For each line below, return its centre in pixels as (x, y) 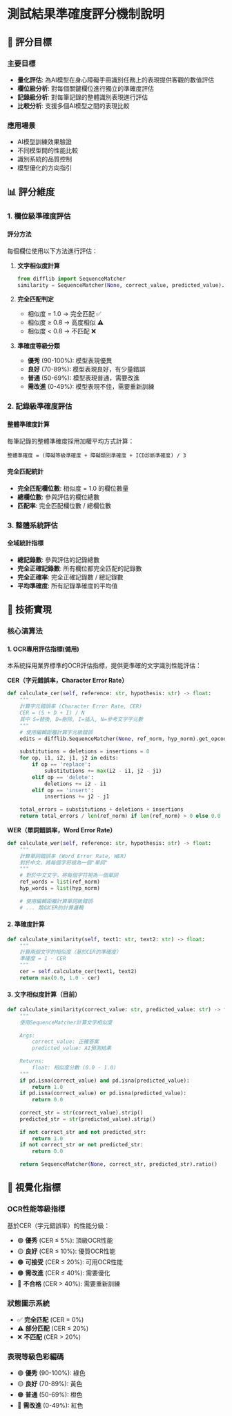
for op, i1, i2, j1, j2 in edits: (69, 758)
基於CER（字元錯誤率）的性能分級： (59, 1225)
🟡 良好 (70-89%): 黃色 (50, 1384)
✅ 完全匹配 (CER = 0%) (50, 1319)
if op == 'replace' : (61, 764)
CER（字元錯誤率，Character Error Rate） (68, 681)
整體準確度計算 (28, 424)
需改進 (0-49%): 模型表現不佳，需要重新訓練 (91, 387)
